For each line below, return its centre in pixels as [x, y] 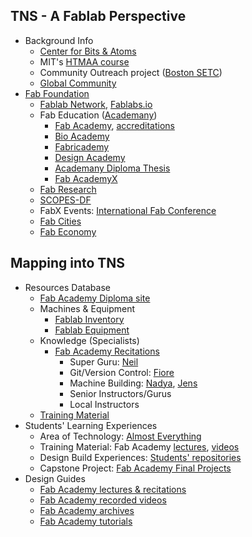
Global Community [78, 83]
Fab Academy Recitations [107, 351]
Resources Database [67, 287]
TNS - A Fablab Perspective [98, 16]
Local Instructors [104, 404]
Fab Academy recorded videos [103, 500]
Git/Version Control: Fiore [122, 372]
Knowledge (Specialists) [89, 340]
